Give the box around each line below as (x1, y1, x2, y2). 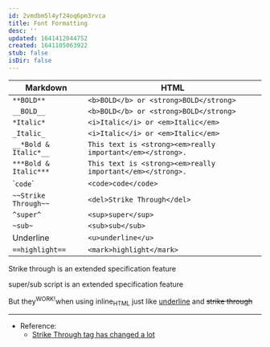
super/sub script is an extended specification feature (8, 279, 184, 289)
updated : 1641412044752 (8, 34, 88, 43)
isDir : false (8, 57, 52, 65)
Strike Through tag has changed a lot (31, 330, 155, 340)
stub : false (8, 49, 48, 57)
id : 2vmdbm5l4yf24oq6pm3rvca (8, 11, 106, 20)
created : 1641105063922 (8, 42, 88, 50)
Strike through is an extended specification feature (8, 263, 177, 273)
